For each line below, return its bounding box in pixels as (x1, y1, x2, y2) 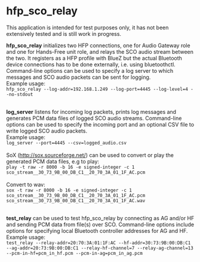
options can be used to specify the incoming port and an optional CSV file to (6, 121, 195, 128)
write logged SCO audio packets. (6, 127, 88, 134)
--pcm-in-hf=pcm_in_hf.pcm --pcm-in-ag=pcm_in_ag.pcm (6, 250, 143, 256)
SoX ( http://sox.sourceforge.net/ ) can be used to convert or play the (6, 151, 174, 159)
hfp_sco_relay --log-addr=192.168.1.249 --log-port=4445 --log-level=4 (6, 86, 188, 92)
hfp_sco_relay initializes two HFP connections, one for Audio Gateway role (6, 42, 190, 49)
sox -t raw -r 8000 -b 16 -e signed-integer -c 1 (6, 187, 133, 193)
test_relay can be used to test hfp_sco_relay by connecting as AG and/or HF (6, 214, 195, 221)
